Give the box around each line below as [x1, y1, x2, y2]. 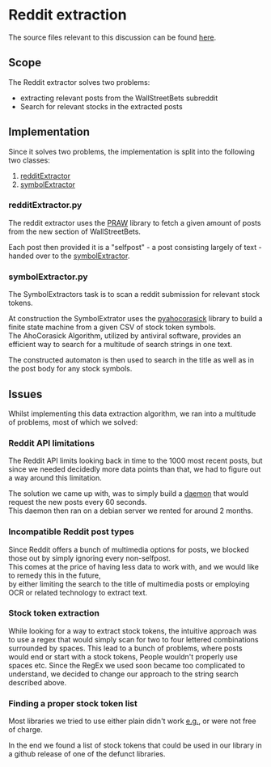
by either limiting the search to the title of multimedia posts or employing [8, 578, 250, 588]
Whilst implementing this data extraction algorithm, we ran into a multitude [8, 409, 256, 418]
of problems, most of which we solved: [8, 417, 138, 426]
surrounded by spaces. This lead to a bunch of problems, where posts [8, 643, 243, 653]
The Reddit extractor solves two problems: [8, 77, 150, 87]
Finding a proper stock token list [8, 697, 138, 709]
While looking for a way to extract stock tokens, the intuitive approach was [8, 625, 257, 636]
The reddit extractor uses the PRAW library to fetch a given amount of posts [8, 218, 261, 227]
